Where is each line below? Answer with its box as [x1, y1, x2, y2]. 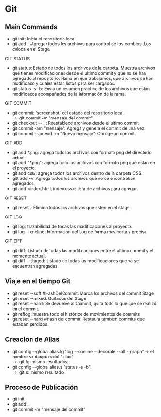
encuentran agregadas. [12, 263, 59, 269]
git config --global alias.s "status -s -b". [12, 364, 92, 370]
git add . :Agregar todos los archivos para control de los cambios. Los [12, 41, 151, 47]
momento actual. [12, 253, 46, 258]
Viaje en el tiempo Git [5, 277, 71, 286]
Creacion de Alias [5, 336, 60, 344]
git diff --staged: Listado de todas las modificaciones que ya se [12, 258, 139, 264]
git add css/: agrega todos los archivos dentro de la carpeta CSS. [12, 170, 143, 176]
